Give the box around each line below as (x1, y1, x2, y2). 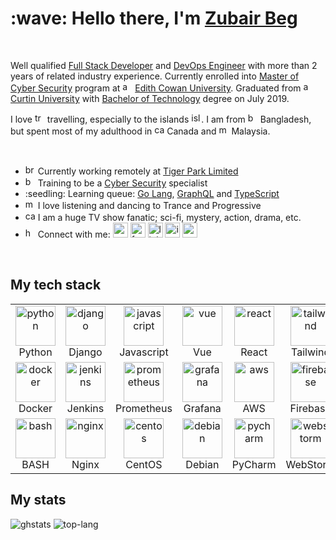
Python (18, 345, 53, 359)
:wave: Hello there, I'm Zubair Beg (10, 7, 298, 30)
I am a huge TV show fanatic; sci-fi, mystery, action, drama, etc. (37, 211, 302, 223)
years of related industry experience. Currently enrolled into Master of (10, 70, 300, 82)
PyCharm (231, 457, 277, 471)
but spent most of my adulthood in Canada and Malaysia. (10, 125, 271, 137)
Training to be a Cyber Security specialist (37, 177, 208, 189)
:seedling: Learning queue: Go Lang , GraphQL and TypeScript (24, 187, 280, 199)
